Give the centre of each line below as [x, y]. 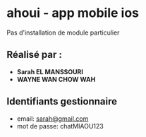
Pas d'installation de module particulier [63, 32]
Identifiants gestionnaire [62, 101]
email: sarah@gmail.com [53, 119]
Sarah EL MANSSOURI [50, 71]
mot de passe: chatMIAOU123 [60, 126]
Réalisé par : [35, 55]
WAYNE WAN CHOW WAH [56, 79]
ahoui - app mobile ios [73, 13]
